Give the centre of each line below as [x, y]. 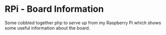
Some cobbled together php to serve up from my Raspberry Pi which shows [83, 23]
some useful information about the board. [47, 28]
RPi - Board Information [54, 9]
